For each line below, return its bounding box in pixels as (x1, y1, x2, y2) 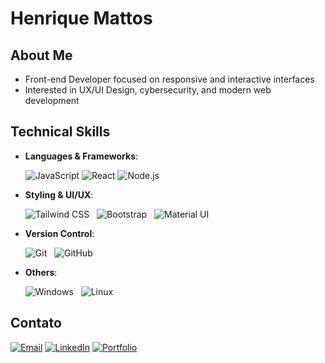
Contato (10, 315, 62, 332)
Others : (24, 266, 58, 278)
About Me (10, 47, 73, 64)
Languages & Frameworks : (24, 150, 139, 162)
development (24, 95, 80, 106)
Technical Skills (10, 123, 111, 141)
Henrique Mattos (10, 7, 153, 30)
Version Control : (24, 227, 95, 239)
